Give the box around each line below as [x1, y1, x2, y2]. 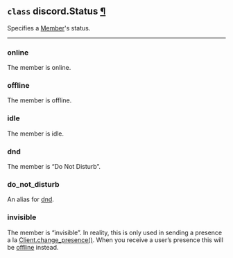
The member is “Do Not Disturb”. [7, 163, 101, 170]
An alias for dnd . [7, 195, 54, 203]
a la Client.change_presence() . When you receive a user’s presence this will [7, 235, 224, 244]
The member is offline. [7, 96, 72, 104]
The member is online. [7, 64, 71, 72]
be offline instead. [7, 243, 59, 251]
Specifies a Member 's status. [7, 24, 91, 32]
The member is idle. [7, 129, 64, 138]
